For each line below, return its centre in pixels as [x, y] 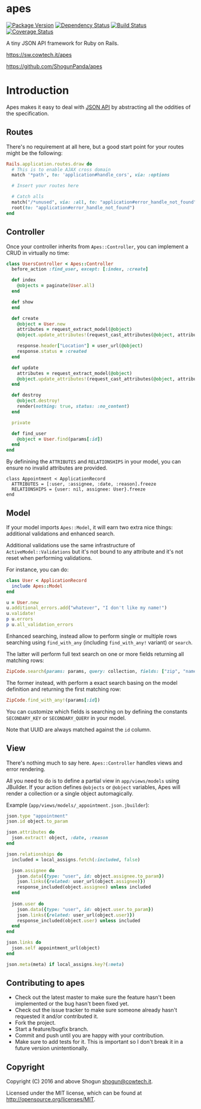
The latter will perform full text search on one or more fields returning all [95, 654]
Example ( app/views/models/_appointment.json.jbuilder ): [78, 805]
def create [25, 318]
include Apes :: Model [37, 586]
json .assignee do [33, 870]
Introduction [38, 91]
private [21, 423]
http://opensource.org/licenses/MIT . [51, 1099]
